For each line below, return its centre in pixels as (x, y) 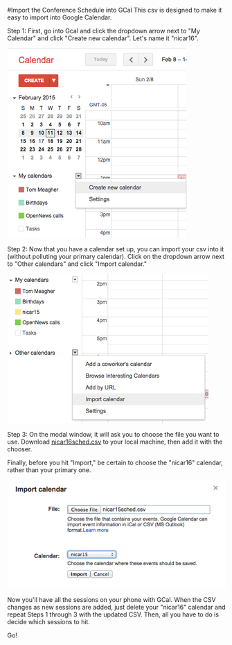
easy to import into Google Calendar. (60, 17)
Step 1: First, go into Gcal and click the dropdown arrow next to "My (104, 31)
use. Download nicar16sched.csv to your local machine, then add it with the (115, 442)
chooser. (20, 449)
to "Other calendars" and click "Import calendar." (77, 264)
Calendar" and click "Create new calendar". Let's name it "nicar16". (103, 38)
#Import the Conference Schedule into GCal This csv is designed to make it (115, 10)
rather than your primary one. (49, 470)
